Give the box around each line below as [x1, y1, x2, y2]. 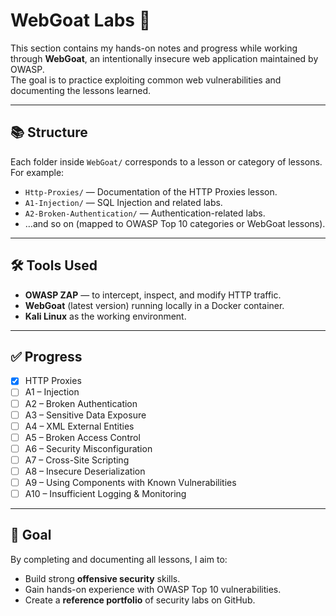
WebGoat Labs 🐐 [10, 9, 152, 32]
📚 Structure [10, 124, 88, 141]
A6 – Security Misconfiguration [24, 442, 153, 454]
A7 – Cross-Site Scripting [24, 454, 130, 466]
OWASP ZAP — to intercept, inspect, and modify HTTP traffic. [24, 289, 282, 301]
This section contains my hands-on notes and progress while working [10, 42, 298, 54]
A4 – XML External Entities [24, 420, 135, 432]
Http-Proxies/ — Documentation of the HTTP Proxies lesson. [24, 185, 278, 198]
